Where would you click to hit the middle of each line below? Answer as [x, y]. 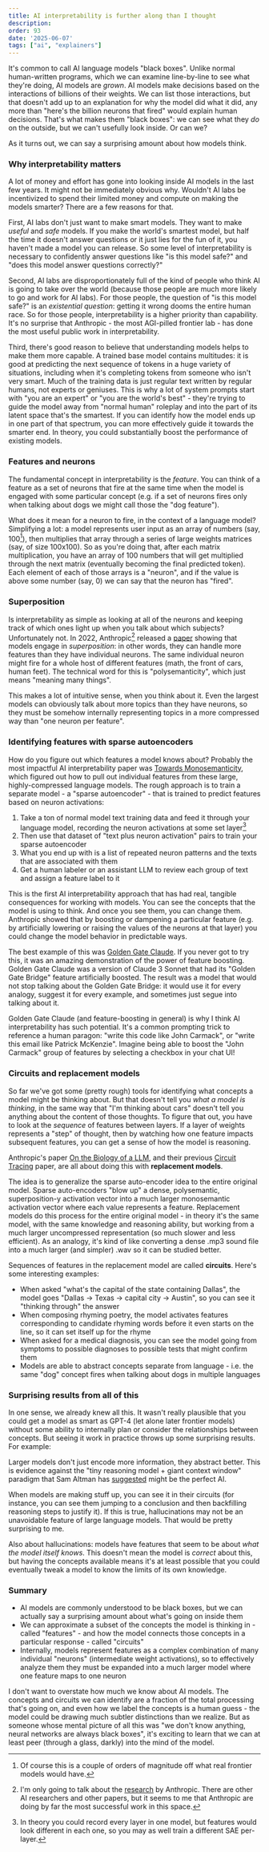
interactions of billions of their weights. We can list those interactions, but [129, 94]
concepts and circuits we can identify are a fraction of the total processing [131, 1700]
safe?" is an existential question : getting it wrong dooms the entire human [130, 306]
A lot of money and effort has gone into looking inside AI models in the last [131, 182]
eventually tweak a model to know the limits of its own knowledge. [117, 1569]
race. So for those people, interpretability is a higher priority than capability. [133, 315]
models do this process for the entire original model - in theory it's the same [134, 1215]
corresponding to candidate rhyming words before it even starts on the [137, 1323]
